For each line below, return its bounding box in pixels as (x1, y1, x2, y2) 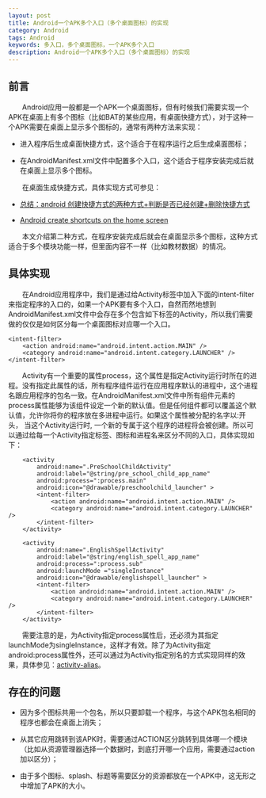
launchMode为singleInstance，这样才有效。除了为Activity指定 (8, 640, 211, 650)
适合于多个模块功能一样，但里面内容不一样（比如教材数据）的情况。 (8, 241, 230, 250)
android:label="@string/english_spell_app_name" (36, 552, 200, 561)
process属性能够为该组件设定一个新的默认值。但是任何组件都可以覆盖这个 (8, 400, 249, 410)
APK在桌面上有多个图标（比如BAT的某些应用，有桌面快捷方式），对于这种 (8, 112, 247, 121)
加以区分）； (19, 754, 59, 764)
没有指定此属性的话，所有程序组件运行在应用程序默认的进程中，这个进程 (21, 380, 258, 390)
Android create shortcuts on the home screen (19, 215, 169, 224)
